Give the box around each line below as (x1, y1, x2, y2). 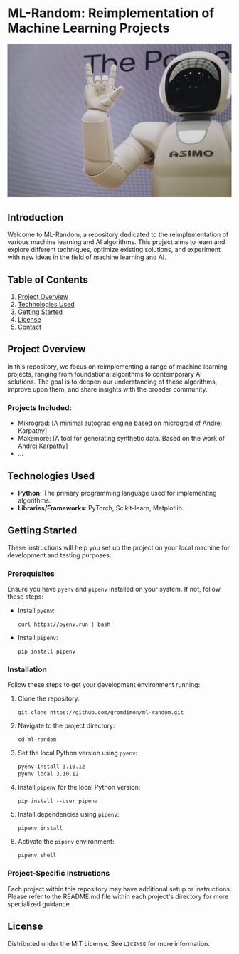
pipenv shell (17, 852, 57, 859)
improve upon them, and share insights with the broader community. (7, 384, 208, 393)
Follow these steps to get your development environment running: (7, 681, 201, 689)
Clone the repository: (17, 694, 80, 703)
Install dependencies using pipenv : (17, 810, 119, 819)
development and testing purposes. (7, 550, 112, 560)
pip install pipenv (17, 648, 76, 656)
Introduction (7, 211, 64, 224)
